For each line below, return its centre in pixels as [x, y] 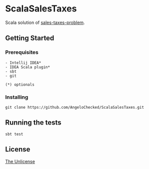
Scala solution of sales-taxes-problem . [45, 22]
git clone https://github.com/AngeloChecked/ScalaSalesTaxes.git [74, 107]
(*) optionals [20, 84]
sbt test [14, 134]
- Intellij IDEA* [23, 63]
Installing [17, 97]
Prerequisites [22, 52]
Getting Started [30, 38]
